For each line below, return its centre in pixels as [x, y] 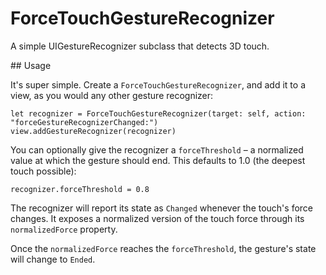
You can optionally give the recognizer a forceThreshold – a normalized [157, 149]
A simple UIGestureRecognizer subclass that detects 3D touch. [140, 46]
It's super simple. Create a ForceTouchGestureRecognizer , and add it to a [158, 84]
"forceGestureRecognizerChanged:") [84, 122]
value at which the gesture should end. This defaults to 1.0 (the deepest [158, 160]
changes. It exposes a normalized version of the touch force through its [157, 218]
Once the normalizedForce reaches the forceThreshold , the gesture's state [163, 248]
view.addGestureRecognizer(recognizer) [93, 131]
